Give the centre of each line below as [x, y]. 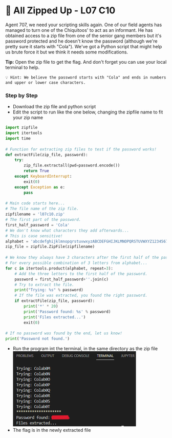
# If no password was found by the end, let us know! [64, 333]
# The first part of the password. [43, 220]
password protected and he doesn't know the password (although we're [81, 41]
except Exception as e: [40, 187]
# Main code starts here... [35, 203]
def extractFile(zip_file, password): [47, 155]
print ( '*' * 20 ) [41, 307]
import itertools [24, 133]
